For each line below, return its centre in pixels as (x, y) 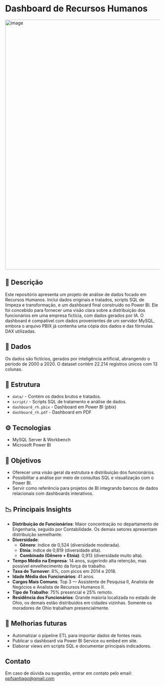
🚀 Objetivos (23, 460)
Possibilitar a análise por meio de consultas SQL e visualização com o (83, 478)
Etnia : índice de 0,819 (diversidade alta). (61, 550)
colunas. (14, 369)
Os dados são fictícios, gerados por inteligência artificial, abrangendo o (78, 358)
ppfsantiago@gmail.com (30, 679)
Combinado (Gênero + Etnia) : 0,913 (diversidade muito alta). (81, 555)
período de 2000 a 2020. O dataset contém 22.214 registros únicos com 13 (81, 364)
